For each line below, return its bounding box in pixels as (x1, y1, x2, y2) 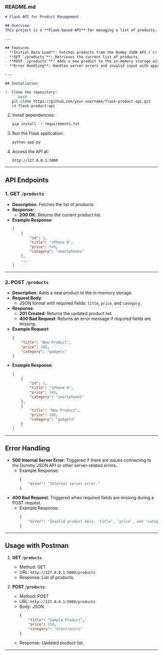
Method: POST (19, 593, 49, 599)
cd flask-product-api (11, 103, 55, 108)
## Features (5, 45, 29, 50)
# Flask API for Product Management (5, 15, 79, 19)
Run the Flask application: (12, 131, 64, 136)
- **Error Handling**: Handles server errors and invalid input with (5, 63, 149, 69)
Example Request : (12, 326, 49, 332)
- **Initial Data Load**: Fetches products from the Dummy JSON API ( (5, 50, 151, 55)
